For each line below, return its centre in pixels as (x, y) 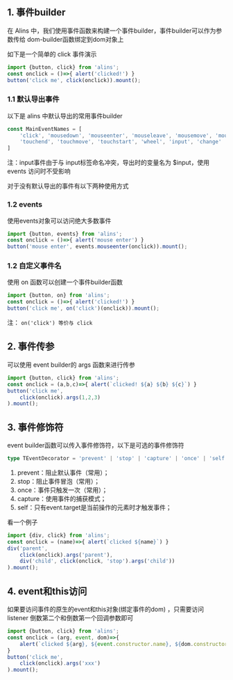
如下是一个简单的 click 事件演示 (52, 54)
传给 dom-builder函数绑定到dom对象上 (68, 39)
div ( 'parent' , (28, 548)
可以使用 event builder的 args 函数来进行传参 (71, 365)
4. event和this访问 (47, 591)
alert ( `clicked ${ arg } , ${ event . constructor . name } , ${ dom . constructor (124, 644)
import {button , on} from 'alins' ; (59, 295)
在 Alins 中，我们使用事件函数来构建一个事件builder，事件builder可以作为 (112, 31)
